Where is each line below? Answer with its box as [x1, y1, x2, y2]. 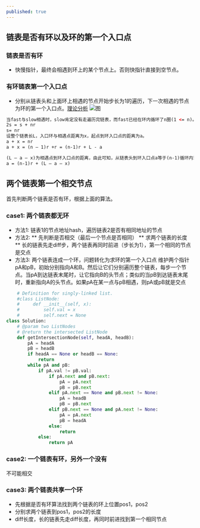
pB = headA [59, 417, 86, 423]
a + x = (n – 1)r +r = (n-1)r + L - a [6, 144, 102, 150]
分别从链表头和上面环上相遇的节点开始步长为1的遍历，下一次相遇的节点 [14, 97, 189, 104]
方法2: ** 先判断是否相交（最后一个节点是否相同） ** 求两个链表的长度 [14, 233, 187, 241]
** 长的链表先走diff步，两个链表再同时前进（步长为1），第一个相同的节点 [14, 241, 192, 248]
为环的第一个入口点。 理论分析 [14, 105, 88, 112]
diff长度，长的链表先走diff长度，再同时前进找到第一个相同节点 [14, 515, 167, 523]
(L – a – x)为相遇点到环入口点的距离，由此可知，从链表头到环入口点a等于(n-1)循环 [6, 155, 189, 161]
